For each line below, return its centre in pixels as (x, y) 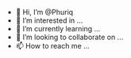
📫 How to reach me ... (52, 46)
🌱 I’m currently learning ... (58, 29)
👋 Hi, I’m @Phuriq (44, 12)
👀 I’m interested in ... (49, 20)
